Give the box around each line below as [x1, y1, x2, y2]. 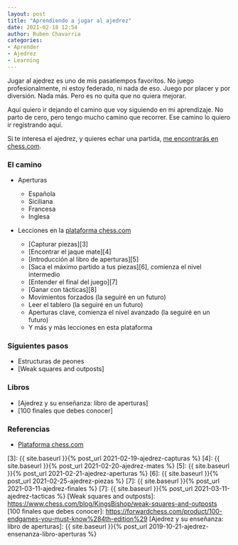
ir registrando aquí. [7, 120, 63, 129]
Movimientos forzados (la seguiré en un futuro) [28, 293, 166, 301]
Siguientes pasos [7, 341, 69, 351]
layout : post [7, 10, 46, 18]
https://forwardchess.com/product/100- [105, 507, 222, 515]
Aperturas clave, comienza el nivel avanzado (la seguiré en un [28, 308, 211, 317]
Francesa [28, 204, 56, 214]
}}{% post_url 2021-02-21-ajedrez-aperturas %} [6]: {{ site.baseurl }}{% [7, 469, 219, 477]
